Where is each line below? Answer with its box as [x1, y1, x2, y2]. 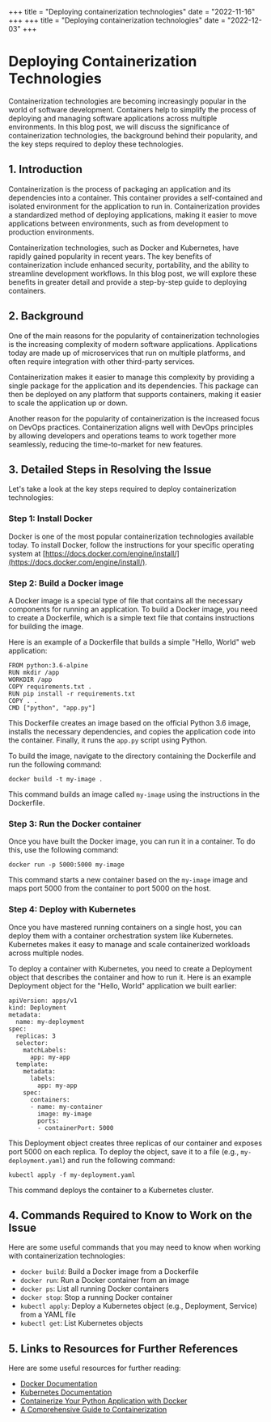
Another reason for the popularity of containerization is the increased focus [8, 413, 260, 423]
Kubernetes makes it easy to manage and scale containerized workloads [8, 939, 251, 949]
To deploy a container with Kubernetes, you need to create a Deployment [8, 963, 252, 973]
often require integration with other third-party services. [8, 356, 196, 366]
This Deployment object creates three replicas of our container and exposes [8, 1138, 263, 1148]
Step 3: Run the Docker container [8, 818, 142, 829]
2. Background [8, 309, 84, 323]
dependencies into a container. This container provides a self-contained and [8, 193, 263, 202]
